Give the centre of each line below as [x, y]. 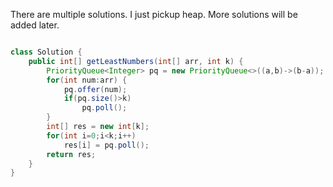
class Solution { [46, 52]
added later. [35, 25]
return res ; [71, 154]
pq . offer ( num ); [95, 89]
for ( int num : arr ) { [87, 80]
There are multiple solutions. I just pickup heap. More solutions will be [154, 14]
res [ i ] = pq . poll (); [106, 145]
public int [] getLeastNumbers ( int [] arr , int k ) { [136, 61]
